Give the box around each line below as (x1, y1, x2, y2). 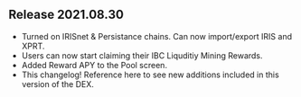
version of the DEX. (21, 78, 94, 89)
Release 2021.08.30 (8, 7, 124, 22)
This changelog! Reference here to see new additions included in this (21, 69, 279, 80)
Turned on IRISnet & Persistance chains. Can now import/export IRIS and (21, 31, 293, 41)
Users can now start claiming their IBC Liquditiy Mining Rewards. (21, 49, 263, 61)
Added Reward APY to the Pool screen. (21, 59, 168, 70)
